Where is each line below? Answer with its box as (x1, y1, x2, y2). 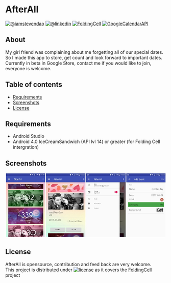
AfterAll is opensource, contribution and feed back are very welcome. (5, 261, 152, 267)
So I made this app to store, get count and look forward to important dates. (5, 54, 162, 60)
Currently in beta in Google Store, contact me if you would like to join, (5, 60, 152, 66)
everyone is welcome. (5, 65, 52, 71)
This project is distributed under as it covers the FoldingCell (5, 267, 152, 273)
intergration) (12, 144, 39, 150)
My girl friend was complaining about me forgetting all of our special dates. (5, 49, 163, 55)
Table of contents (5, 80, 62, 89)
